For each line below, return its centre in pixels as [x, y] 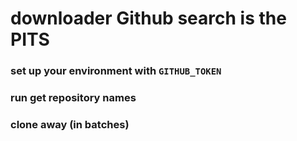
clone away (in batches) [70, 124]
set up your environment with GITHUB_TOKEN [116, 71]
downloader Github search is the [148, 18]
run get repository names [73, 98]
